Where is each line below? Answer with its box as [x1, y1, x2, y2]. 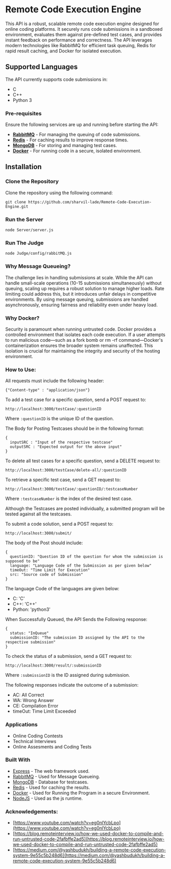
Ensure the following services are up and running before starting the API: [5, 121, 159, 128]
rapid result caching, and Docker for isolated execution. [5, 48, 123, 54]
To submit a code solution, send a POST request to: [5, 521, 114, 527]
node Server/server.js [5, 227, 54, 233]
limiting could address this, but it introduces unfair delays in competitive [5, 291, 157, 297]
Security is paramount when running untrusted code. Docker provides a [5, 326, 156, 332]
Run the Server [5, 216, 43, 223]
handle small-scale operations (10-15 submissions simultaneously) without [5, 280, 162, 286]
